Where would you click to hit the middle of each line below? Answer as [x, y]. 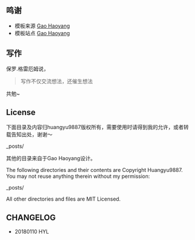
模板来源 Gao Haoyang [42, 26]
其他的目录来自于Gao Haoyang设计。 [51, 158]
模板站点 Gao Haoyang [42, 33]
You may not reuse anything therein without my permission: [78, 176]
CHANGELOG [31, 217]
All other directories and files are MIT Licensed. [63, 199]
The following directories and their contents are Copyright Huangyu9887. [95, 170]
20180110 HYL [32, 232]
